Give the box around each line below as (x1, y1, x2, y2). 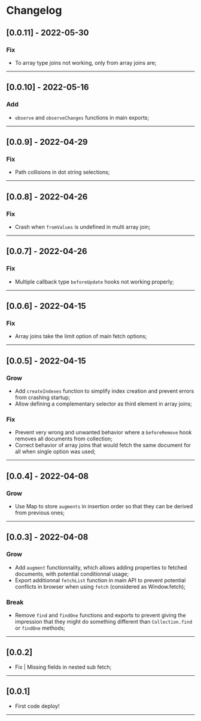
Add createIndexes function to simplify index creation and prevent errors (14, 388, 194, 394)
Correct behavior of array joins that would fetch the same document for (14, 442, 191, 449)
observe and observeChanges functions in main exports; (14, 114, 150, 121)
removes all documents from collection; (14, 435, 112, 442)
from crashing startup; (14, 394, 71, 401)
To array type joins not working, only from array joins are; (14, 59, 157, 66)
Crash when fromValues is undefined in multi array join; (14, 223, 151, 230)
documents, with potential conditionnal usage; (14, 570, 129, 577)
